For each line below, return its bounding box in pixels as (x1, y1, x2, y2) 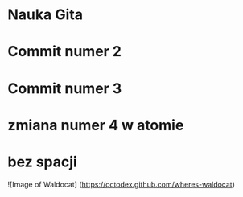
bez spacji (7, 153, 77, 170)
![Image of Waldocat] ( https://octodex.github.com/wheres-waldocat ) (7, 179, 235, 189)
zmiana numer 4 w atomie (7, 116, 184, 134)
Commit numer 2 (7, 43, 122, 61)
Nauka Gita (7, 6, 84, 24)
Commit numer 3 (7, 79, 122, 97)
